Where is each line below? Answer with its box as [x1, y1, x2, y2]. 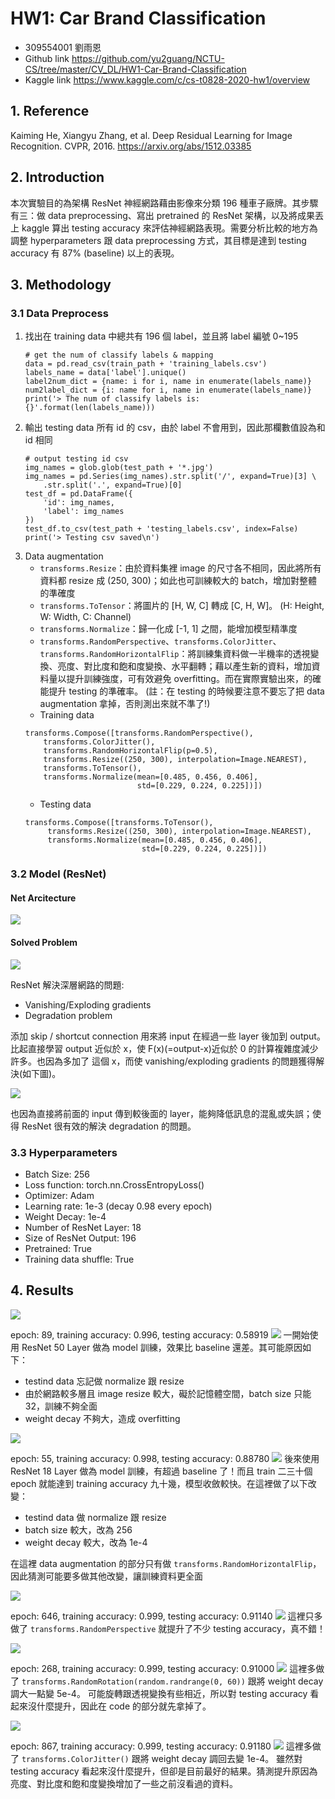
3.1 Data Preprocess [10, 306, 109, 320]
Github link [24, 52, 70, 64]
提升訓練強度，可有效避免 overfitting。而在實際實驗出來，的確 [66, 673, 322, 685]
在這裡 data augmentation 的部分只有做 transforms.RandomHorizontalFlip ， [10, 1557, 322, 1569]
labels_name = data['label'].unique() [24, 368, 187, 378]
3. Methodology [10, 276, 112, 293]
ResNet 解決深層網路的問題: [10, 978, 125, 991]
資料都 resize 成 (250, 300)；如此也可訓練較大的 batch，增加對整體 [39, 575, 318, 587]
